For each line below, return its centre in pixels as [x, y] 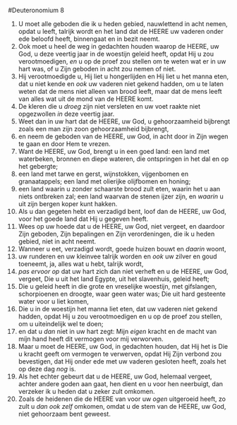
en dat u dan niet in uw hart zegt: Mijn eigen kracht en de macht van [117, 331]
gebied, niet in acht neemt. [57, 241]
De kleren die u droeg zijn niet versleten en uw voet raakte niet [109, 106]
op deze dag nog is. [47, 369]
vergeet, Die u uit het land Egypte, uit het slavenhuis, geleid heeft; [114, 279]
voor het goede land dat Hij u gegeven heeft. [83, 219]
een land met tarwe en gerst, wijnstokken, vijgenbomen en [103, 174]
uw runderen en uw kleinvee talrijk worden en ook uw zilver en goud [117, 256]
